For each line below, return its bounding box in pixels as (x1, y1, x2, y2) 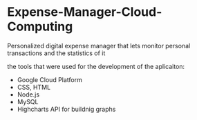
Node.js (17, 90, 40, 99)
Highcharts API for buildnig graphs (17, 105, 116, 113)
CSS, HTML (17, 83, 50, 91)
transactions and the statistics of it (7, 49, 106, 57)
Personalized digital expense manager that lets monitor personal (7, 41, 191, 50)
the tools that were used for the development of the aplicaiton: (7, 62, 185, 70)
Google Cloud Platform (17, 75, 83, 83)
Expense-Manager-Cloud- (7, 4, 162, 20)
